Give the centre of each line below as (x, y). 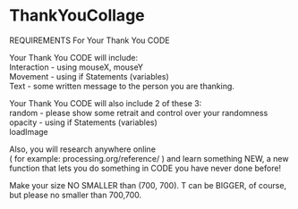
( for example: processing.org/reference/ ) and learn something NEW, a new (149, 158)
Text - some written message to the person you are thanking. (122, 86)
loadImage (29, 131)
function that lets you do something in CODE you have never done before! (145, 168)
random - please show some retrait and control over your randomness (139, 113)
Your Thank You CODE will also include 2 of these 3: (106, 103)
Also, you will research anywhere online (83, 149)
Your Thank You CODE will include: (74, 57)
